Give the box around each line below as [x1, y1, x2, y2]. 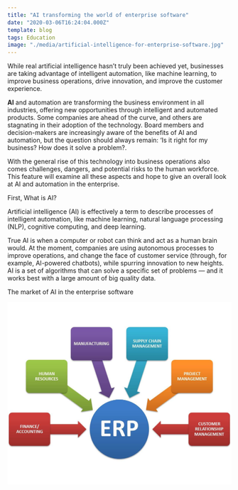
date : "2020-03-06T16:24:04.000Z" [7, 18, 110, 26]
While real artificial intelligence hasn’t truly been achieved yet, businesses [7, 62, 224, 70]
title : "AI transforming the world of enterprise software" [7, 11, 190, 18]
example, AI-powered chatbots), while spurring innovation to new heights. [7, 259, 225, 268]
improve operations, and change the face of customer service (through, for [7, 251, 227, 260]
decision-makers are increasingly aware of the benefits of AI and [7, 129, 198, 137]
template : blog [7, 26, 53, 33]
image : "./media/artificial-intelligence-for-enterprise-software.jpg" [7, 41, 224, 49]
